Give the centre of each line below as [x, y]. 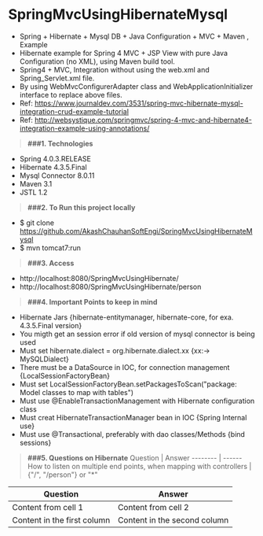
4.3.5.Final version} [51, 325]
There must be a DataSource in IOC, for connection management [124, 367]
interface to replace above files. [71, 94]
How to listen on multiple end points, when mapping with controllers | [139, 466]
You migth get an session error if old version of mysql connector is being [137, 334]
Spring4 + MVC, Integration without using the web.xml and [114, 69]
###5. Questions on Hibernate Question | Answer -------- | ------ [135, 457]
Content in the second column [173, 519]
